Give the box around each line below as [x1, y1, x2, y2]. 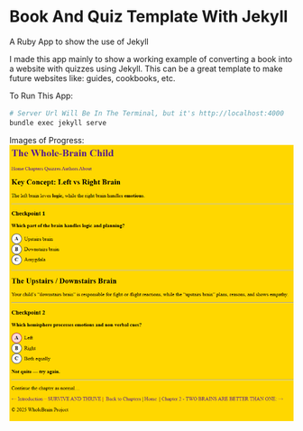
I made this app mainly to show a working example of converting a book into [9, 53, 293, 64]
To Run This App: [9, 90, 74, 101]
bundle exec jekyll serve [9, 118, 106, 127]
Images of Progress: [9, 134, 85, 145]
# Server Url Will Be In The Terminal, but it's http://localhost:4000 [9, 108, 284, 118]
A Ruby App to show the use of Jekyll [9, 36, 149, 47]
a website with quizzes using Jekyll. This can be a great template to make [9, 63, 283, 74]
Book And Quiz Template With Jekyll [9, 6, 289, 27]
